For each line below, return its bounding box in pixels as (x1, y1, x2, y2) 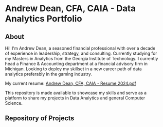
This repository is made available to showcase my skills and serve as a (5, 90, 147, 95)
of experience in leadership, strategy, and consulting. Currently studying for (5, 50, 157, 56)
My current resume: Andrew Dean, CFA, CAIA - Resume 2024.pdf (5, 80, 136, 86)
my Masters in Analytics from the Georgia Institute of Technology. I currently (5, 56, 158, 61)
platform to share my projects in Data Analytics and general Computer (5, 95, 145, 101)
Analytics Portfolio (5, 13, 82, 24)
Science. (5, 100, 23, 106)
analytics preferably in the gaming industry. (5, 71, 92, 77)
